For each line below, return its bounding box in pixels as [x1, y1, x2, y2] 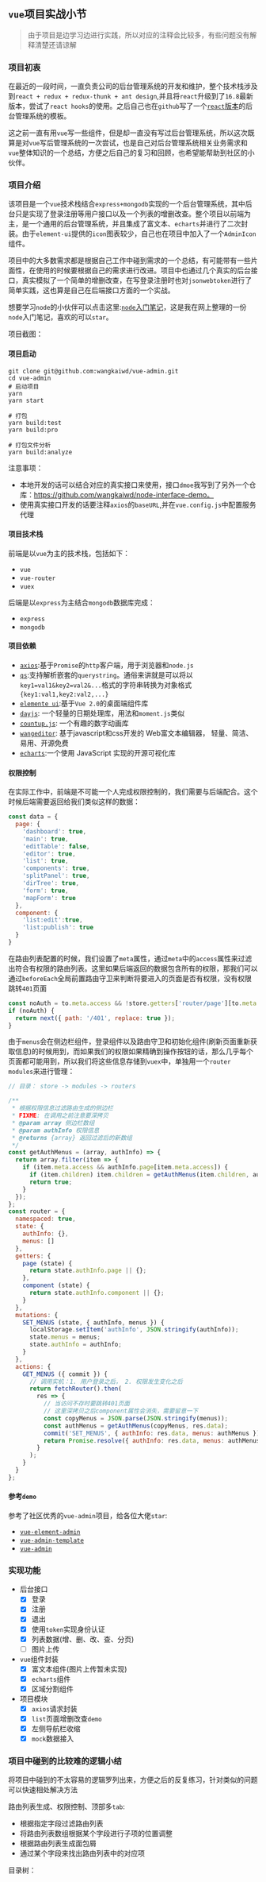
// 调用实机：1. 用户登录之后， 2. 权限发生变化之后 [28, 1378, 184, 1385]
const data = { [8, 813, 59, 821]
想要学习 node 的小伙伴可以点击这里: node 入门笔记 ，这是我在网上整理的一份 [8, 303, 247, 312]
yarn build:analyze [8, 448, 73, 456]
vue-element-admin [19, 1528, 81, 1536]
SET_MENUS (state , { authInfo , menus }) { [22, 1318, 165, 1327]
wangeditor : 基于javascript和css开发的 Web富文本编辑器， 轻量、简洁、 [19, 728, 253, 738]
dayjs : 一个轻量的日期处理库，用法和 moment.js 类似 [19, 709, 185, 718]
